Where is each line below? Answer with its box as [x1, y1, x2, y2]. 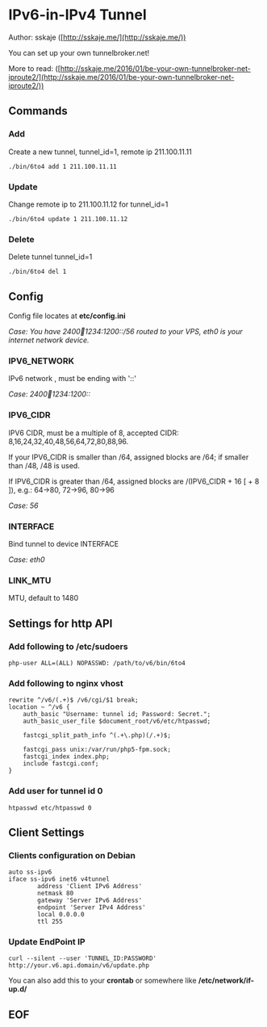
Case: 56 [8, 501, 39, 510]
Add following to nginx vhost [8, 677, 123, 689]
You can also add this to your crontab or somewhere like [8, 975, 197, 986]
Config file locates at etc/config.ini [8, 311, 127, 321]
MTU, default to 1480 [8, 593, 79, 603]
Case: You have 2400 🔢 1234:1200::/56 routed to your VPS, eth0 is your [8, 327, 244, 337]
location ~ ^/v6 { [8, 703, 70, 711]
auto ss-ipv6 [8, 868, 52, 877]
